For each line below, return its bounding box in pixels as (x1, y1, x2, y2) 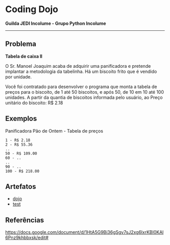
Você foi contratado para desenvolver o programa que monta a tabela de (5, 84, 157, 90)
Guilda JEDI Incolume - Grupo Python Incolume (5, 20, 106, 26)
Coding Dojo (5, 4, 59, 15)
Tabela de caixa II (5, 53, 43, 59)
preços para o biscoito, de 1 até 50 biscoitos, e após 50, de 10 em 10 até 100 (5, 89, 164, 95)
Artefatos (5, 182, 36, 191)
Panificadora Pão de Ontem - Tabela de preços (5, 128, 104, 134)
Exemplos (5, 114, 37, 123)
